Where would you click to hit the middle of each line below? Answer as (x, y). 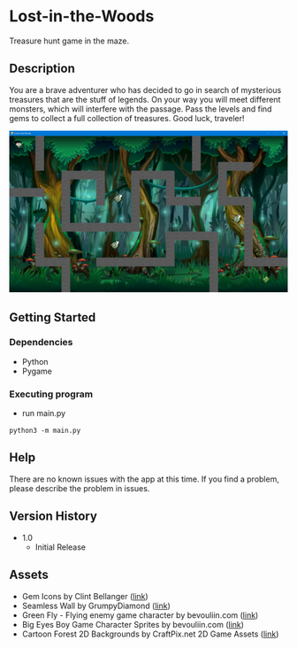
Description (42, 69)
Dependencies (41, 343)
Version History (53, 517)
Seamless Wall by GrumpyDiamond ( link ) (96, 606)
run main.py (44, 413)
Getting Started (53, 317)
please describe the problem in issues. (80, 488)
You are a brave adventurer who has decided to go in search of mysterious (145, 89)
